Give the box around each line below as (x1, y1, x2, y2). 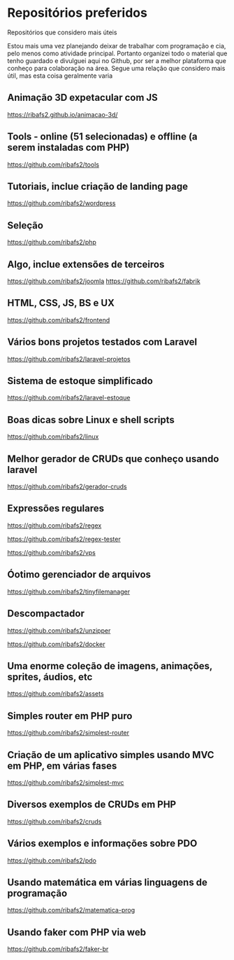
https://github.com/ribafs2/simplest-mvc (7, 778, 124, 786)
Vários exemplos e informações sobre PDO (7, 837, 198, 849)
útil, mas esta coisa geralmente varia (7, 71, 113, 80)
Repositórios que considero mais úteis (7, 28, 117, 36)
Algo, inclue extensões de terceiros (7, 258, 165, 270)
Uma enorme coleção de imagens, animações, (7, 660, 213, 672)
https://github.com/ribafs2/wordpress (7, 199, 116, 207)
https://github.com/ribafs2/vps (7, 548, 96, 556)
